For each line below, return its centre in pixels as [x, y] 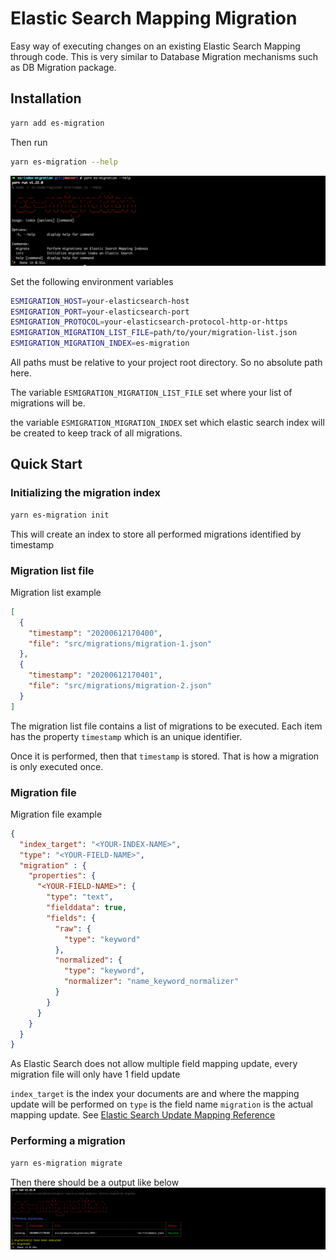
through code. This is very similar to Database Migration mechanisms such [164, 56]
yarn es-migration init [60, 515]
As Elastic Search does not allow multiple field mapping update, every [154, 1064]
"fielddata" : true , [87, 908]
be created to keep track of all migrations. [96, 433]
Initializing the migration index [86, 493]
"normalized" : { [88, 960]
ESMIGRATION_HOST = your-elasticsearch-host [100, 301]
